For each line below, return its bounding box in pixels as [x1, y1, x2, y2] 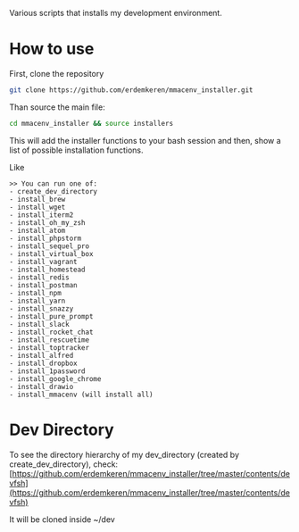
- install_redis [9, 272, 70, 282]
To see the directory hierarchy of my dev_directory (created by [9, 449, 239, 460]
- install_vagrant [9, 257, 78, 266]
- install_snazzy [9, 303, 74, 313]
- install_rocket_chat [9, 328, 94, 337]
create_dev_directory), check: [9, 459, 119, 470]
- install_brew [9, 195, 66, 204]
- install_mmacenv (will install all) [9, 390, 154, 399]
